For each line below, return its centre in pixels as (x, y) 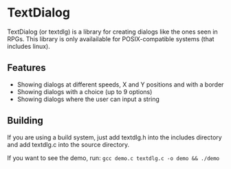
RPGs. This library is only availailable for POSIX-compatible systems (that (111, 38)
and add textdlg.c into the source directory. (68, 144)
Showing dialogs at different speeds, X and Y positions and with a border (120, 84)
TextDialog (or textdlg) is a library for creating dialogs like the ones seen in (112, 32)
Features (26, 68)
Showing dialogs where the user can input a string (88, 99)
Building (25, 121)
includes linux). (29, 46)
